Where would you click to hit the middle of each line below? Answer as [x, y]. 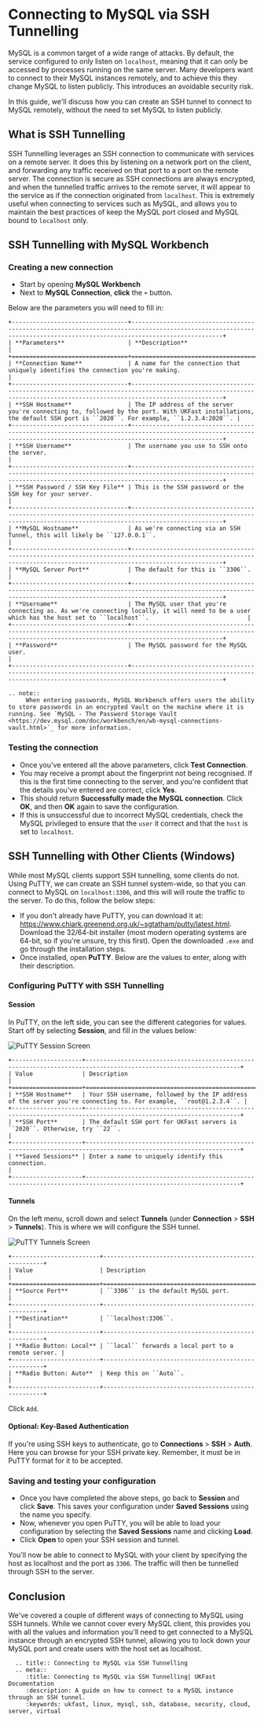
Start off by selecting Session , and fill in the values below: [102, 1030]
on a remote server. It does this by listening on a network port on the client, [130, 162]
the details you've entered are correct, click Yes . [98, 790]
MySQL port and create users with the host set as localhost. [105, 1649]
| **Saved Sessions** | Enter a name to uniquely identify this [115, 1156]
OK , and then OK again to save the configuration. [99, 806]
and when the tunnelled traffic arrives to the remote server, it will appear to [129, 187]
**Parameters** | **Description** [102, 343]
